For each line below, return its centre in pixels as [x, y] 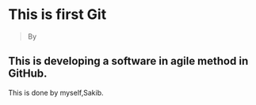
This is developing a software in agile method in [128, 61]
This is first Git [57, 15]
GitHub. [28, 74]
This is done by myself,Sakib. [56, 92]
